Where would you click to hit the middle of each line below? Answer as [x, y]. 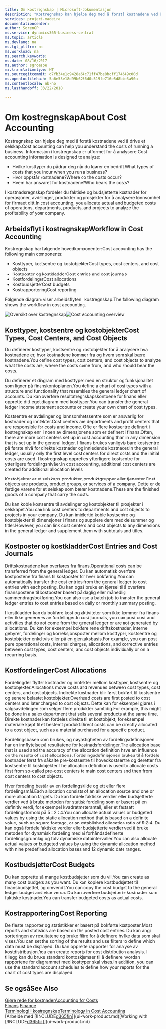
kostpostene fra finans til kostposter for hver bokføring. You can [70, 576]
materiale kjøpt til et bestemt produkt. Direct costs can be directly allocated [81, 724]
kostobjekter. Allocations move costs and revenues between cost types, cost [83, 687]
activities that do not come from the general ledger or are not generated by [82, 623]
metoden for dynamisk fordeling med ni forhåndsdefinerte [64, 833]
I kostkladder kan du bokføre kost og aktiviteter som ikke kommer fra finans [82, 612]
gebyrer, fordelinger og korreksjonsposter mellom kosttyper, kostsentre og [81, 633]
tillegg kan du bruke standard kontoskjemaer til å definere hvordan [73, 957]
